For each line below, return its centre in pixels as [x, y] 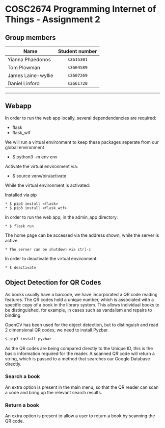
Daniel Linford [24, 83]
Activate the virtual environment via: [42, 166]
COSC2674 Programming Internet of [81, 9]
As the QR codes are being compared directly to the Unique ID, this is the [79, 348]
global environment [25, 147]
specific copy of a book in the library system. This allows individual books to [82, 304]
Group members [30, 38]
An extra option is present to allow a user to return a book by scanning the [80, 416]
